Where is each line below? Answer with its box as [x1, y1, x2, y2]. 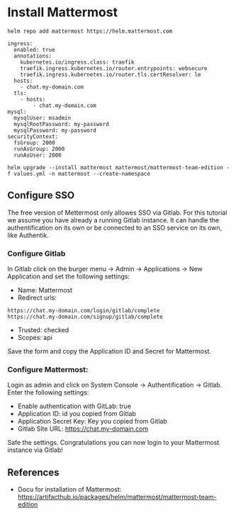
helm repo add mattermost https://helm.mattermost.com [7, 28, 173, 35]
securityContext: [7, 132, 59, 140]
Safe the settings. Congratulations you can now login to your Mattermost [7, 438, 220, 447]
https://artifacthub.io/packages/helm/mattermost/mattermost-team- [17, 493, 217, 502]
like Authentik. [7, 231, 50, 239]
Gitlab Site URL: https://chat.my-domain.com [17, 424, 149, 433]
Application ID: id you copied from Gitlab [17, 409, 136, 418]
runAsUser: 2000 [13, 152, 62, 159]
